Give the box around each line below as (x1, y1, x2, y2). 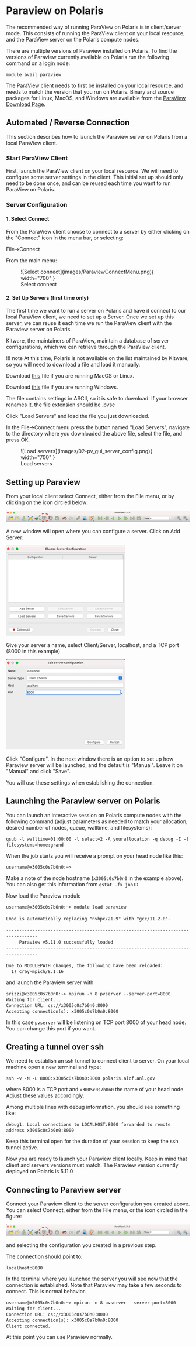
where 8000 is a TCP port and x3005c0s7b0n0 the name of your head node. (6, 1086, 185, 1093)
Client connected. (6, 1323, 51, 1329)
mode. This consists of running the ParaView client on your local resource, (6, 29, 185, 36)
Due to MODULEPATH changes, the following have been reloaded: (6, 963, 163, 968)
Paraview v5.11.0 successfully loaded (19, 939, 114, 945)
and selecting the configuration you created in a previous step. (6, 1241, 157, 1248)
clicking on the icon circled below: (6, 499, 89, 506)
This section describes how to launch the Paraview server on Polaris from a (6, 133, 188, 140)
